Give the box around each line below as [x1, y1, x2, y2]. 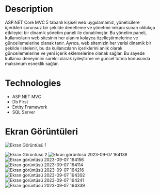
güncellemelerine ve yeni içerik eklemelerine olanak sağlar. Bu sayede [5, 50, 145, 56]
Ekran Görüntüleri [5, 126, 79, 137]
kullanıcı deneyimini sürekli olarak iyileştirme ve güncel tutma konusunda [5, 55, 150, 61]
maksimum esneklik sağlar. [5, 61, 59, 66]
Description [5, 3, 53, 15]
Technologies [5, 78, 62, 89]
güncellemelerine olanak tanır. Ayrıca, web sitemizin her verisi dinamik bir [5, 40, 152, 46]
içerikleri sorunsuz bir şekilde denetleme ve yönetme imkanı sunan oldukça [5, 24, 155, 30]
